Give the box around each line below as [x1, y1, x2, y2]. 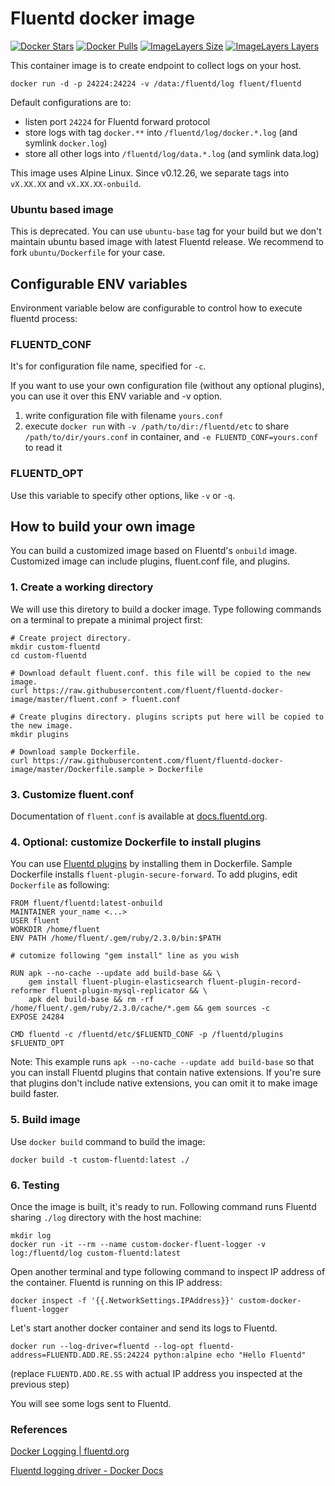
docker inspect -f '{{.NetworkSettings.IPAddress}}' [10, 1295, 235, 1306]
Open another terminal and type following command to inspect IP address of [10, 1265, 326, 1277]
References [10, 1422, 68, 1436]
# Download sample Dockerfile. [10, 747, 141, 757]
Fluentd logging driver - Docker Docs [10, 1465, 164, 1477]
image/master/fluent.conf [10, 694, 118, 704]
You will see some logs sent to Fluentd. [10, 1397, 172, 1409]
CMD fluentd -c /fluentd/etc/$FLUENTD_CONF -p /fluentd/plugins [10, 1030, 284, 1040]
